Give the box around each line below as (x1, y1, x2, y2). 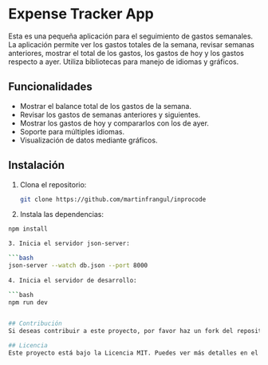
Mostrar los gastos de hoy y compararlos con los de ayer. (19, 118, 210, 128)
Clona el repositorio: (19, 179, 87, 189)
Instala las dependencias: (19, 210, 104, 219)
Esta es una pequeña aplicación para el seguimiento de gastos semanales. (8, 31, 254, 41)
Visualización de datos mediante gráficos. (19, 135, 158, 145)
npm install (8, 225, 48, 233)
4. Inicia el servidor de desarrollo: (8, 276, 137, 284)
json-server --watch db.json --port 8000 (8, 262, 148, 270)
